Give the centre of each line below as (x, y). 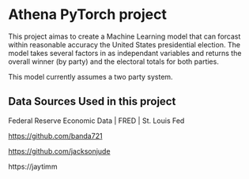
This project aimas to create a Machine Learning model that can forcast (124, 36)
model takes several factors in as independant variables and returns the (125, 53)
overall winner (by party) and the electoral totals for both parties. (113, 62)
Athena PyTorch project (88, 15)
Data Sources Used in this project (92, 101)
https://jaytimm (33, 166)
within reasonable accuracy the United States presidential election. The (124, 44)
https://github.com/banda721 (55, 136)
